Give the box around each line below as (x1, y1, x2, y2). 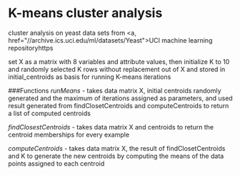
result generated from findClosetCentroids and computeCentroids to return (8, 101, 229, 110)
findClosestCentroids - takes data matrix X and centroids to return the (8, 122, 214, 131)
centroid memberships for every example (8, 130, 130, 139)
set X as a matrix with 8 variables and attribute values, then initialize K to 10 (8, 57, 230, 65)
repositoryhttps (8, 43, 54, 52)
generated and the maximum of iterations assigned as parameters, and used (8, 94, 233, 102)
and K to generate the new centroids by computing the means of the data (8, 152, 224, 160)
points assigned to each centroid (8, 159, 105, 168)
